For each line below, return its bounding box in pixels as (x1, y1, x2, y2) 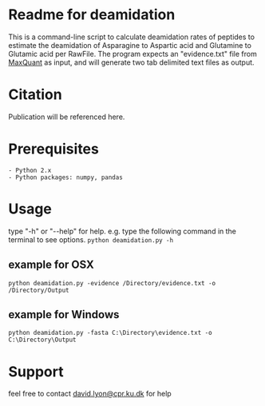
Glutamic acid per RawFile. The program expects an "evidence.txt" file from (8, 49, 257, 58)
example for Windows (8, 308, 120, 321)
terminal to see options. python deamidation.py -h (8, 234, 174, 245)
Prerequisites (8, 140, 100, 158)
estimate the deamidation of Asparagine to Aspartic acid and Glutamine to (8, 40, 251, 50)
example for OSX (8, 258, 94, 272)
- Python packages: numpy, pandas (8, 173, 124, 181)
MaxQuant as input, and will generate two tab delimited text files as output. (8, 58, 255, 67)
